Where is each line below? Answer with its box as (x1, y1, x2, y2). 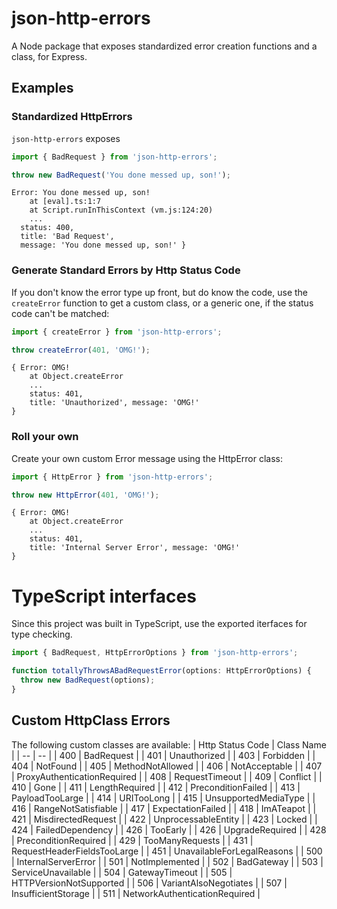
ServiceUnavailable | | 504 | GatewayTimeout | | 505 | (11, 866, 233, 878)
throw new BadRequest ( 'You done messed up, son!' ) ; (11, 170, 231, 180)
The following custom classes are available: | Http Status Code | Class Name (11, 738, 327, 751)
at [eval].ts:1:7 (29, 197, 102, 207)
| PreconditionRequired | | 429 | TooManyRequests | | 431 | (11, 834, 254, 846)
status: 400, (20, 223, 75, 233)
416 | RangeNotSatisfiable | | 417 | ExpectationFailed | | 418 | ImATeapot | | (11, 802, 317, 814)
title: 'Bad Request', (20, 232, 115, 242)
